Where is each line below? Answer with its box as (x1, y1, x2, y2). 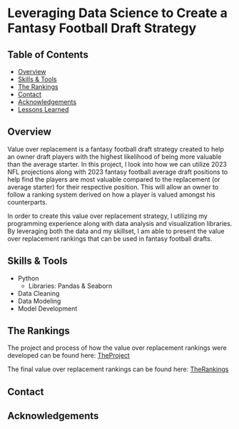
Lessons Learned (17, 105, 69, 113)
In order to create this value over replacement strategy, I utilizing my (7, 212, 208, 220)
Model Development (17, 304, 78, 313)
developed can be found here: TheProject (7, 351, 130, 360)
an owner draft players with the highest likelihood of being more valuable (7, 152, 222, 161)
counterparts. (7, 197, 48, 206)
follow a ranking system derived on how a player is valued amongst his (7, 190, 215, 199)
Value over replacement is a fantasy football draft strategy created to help (7, 145, 225, 153)
